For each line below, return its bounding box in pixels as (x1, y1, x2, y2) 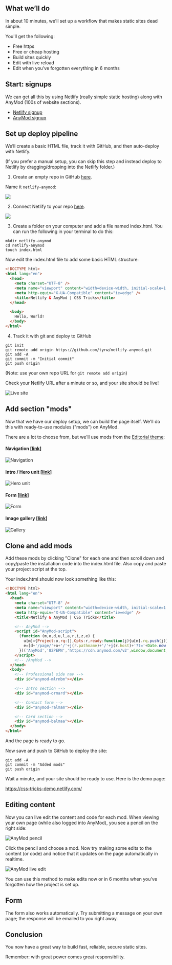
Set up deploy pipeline (5, 130, 78, 138)
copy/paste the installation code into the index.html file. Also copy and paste (5, 561, 166, 567)
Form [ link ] (5, 492, 29, 498)
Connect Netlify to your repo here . (12, 203, 85, 210)
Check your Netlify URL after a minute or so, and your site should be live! (5, 380, 159, 386)
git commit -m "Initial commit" (5, 356, 74, 362)
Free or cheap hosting (12, 48, 60, 55)
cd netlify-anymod (5, 243, 45, 248)
